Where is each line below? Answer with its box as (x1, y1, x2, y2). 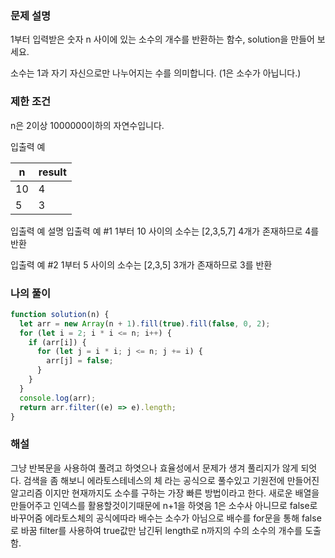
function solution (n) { (10, 309, 110, 319)
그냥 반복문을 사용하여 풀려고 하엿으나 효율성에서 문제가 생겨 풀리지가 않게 (10, 462, 299, 474)
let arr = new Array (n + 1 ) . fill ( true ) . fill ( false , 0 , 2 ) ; (19, 318, 271, 329)
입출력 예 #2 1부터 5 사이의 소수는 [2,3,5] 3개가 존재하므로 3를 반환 (10, 258, 273, 271)
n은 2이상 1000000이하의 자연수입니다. (10, 119, 165, 131)
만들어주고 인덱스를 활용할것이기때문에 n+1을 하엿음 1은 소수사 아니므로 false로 (10, 499, 318, 511)
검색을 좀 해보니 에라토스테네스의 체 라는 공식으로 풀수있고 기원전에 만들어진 (23, 474, 320, 486)
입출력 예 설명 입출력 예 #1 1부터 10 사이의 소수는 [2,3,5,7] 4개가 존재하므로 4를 (10, 225, 320, 237)
